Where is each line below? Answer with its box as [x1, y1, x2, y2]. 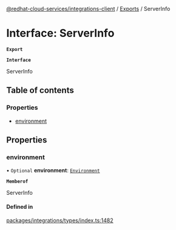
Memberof [6, 178, 29, 184]
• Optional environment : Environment [6, 167, 100, 174]
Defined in [6, 203, 33, 210]
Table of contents [6, 85, 74, 96]
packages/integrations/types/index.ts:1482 [6, 217, 113, 224]
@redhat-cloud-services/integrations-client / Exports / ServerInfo [6, 5, 171, 12]
